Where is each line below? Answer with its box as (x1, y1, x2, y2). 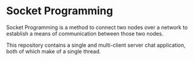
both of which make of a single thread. (6, 47, 101, 54)
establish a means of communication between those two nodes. (6, 30, 164, 37)
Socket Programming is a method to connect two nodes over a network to (6, 24, 188, 31)
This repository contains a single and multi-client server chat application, (6, 41, 186, 49)
